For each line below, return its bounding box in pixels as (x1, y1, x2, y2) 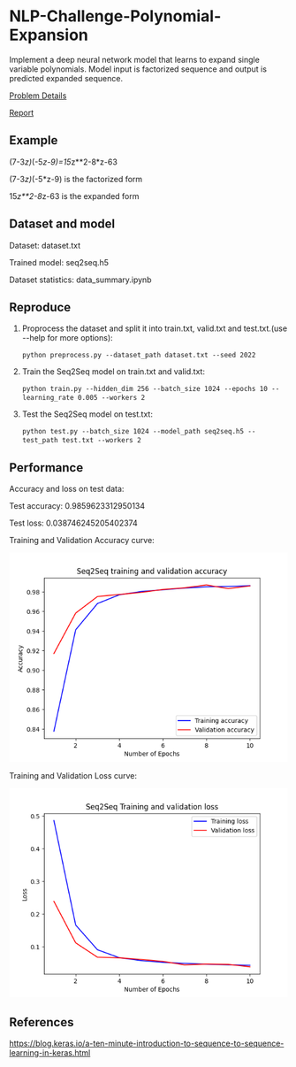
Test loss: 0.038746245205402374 (9, 518, 139, 528)
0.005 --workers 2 (78, 394, 146, 403)
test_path (21, 436, 59, 445)
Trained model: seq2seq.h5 (9, 257, 109, 267)
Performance (9, 460, 84, 475)
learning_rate (21, 394, 74, 403)
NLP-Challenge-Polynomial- (9, 6, 222, 27)
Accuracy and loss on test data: (9, 484, 125, 495)
